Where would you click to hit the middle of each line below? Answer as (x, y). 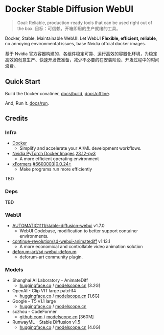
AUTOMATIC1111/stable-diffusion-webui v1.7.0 (58, 226)
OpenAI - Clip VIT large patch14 (44, 291)
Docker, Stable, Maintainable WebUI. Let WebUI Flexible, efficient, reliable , (81, 38)
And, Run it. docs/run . (27, 103)
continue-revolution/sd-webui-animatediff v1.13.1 (61, 241)
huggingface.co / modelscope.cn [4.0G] (60, 327)
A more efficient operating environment (59, 159)
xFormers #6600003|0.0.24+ (42, 164)
